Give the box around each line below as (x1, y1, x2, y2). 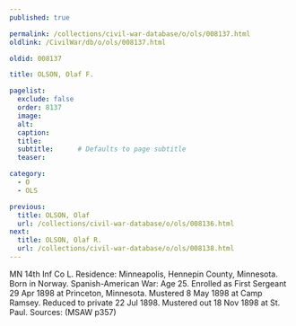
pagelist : (9, 86, 47, 95)
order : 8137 (17, 103, 63, 112)
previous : (9, 202, 47, 211)
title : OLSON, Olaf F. (9, 70, 94, 79)
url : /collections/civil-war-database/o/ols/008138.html (17, 244, 235, 253)
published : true (9, 13, 70, 22)
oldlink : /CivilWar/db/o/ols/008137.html (9, 38, 167, 47)
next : (9, 227, 30, 236)
